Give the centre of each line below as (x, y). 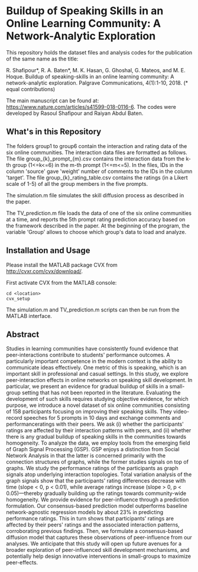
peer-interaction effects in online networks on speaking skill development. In (99, 380)
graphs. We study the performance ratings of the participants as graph (92, 468)
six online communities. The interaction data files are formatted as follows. (97, 152)
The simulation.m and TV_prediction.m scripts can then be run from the (93, 310)
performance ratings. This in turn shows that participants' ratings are (90, 519)
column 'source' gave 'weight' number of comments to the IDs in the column (99, 171)
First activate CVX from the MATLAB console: (61, 282)
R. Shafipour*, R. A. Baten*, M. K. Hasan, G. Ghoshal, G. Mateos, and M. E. (96, 70)
